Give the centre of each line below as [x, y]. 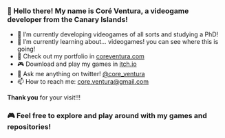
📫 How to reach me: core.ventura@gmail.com [83, 82]
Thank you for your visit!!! [44, 97]
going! [26, 49]
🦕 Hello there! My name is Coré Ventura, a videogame [98, 11]
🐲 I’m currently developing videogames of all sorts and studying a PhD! [118, 34]
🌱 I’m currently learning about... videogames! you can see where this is [118, 42]
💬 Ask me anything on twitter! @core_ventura [81, 74]
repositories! [29, 127]
